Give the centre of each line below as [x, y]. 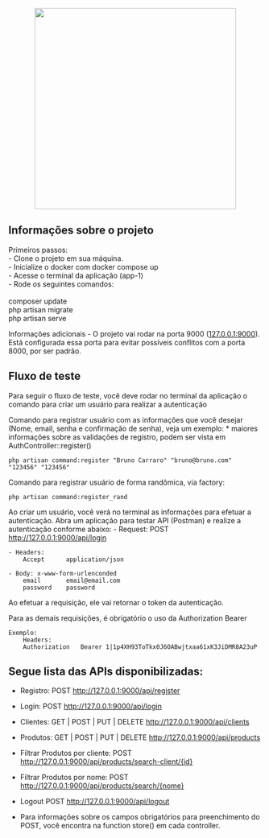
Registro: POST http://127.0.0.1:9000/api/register [100, 691]
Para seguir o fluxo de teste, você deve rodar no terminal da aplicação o [128, 395]
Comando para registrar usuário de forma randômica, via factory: [117, 482]
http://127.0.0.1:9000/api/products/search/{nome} [102, 786]
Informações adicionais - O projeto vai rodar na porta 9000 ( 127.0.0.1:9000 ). [134, 333]
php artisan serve [37, 318]
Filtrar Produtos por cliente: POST [76, 753]
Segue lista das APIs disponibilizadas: [106, 672]
